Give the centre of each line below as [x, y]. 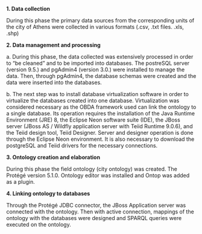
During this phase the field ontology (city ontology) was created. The [92, 169]
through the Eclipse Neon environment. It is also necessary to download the [100, 139]
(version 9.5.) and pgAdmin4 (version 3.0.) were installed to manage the [96, 70]
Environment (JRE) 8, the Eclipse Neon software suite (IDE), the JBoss [93, 120]
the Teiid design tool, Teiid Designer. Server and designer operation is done [100, 133]
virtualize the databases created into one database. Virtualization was [93, 100]
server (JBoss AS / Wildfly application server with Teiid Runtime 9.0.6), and [99, 126]
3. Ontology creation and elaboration [53, 157]
